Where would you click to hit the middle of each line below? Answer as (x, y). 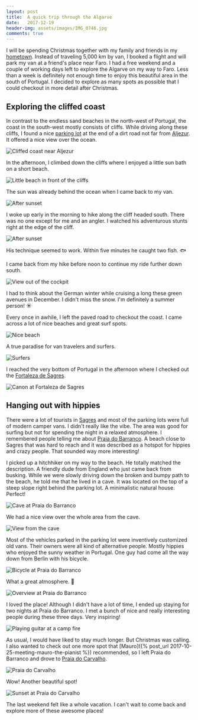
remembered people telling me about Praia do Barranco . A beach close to (96, 438)
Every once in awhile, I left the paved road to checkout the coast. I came (94, 317)
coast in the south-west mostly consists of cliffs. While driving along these (97, 127)
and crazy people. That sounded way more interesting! (73, 451)
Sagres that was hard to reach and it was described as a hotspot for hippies (98, 445)
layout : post (22, 12)
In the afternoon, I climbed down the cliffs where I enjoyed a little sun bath (96, 162)
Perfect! (16, 494)
